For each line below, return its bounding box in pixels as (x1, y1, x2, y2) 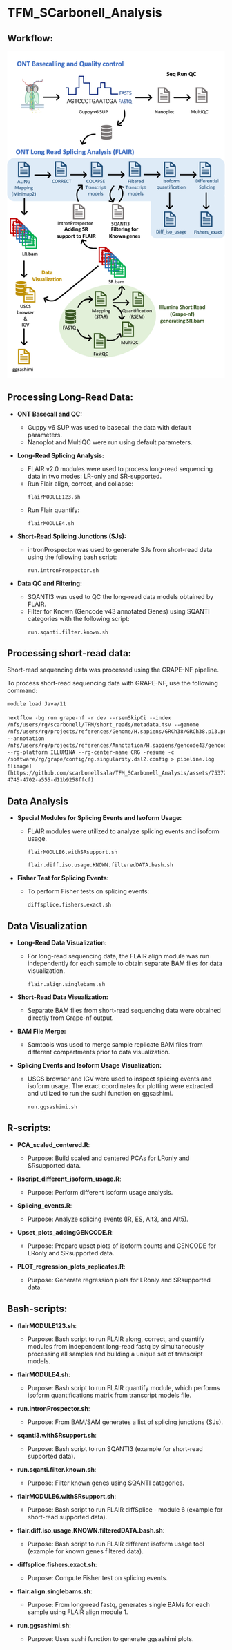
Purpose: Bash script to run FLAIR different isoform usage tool (27, 1539, 205, 1548)
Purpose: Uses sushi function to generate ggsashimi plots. (27, 1634, 194, 1642)
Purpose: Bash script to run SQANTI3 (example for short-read (27, 1444, 204, 1452)
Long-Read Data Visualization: (17, 938, 107, 947)
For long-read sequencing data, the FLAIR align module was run (27, 951, 210, 960)
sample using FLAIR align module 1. (27, 1608, 128, 1616)
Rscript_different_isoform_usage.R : (17, 1175, 122, 1183)
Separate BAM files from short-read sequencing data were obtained (27, 1006, 221, 1014)
